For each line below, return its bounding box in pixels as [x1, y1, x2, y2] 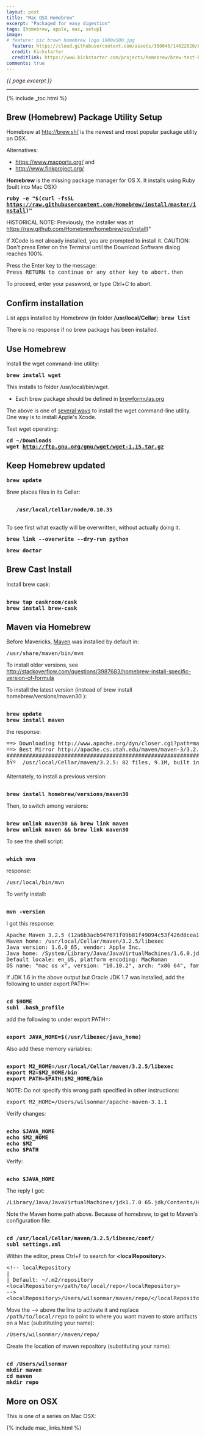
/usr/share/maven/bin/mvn [6, 650, 84, 657]
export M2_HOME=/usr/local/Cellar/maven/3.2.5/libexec [6, 1063, 174, 1070]
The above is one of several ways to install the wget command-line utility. [6, 407, 191, 414]
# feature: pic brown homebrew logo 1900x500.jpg [6, 37, 135, 43]
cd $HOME [6, 998, 32, 1005]
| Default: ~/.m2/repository [6, 1276, 93, 1284]
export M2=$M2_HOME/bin [6, 1069, 77, 1076]
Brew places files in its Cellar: [6, 488, 81, 495]
